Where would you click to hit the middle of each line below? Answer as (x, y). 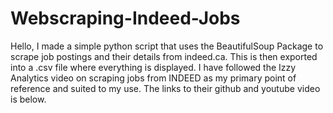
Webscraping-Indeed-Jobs (125, 18)
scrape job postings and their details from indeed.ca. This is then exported (164, 56)
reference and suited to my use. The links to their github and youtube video (165, 88)
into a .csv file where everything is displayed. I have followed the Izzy (153, 67)
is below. (28, 99)
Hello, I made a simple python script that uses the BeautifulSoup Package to (167, 46)
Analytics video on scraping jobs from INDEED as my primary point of (153, 78)
